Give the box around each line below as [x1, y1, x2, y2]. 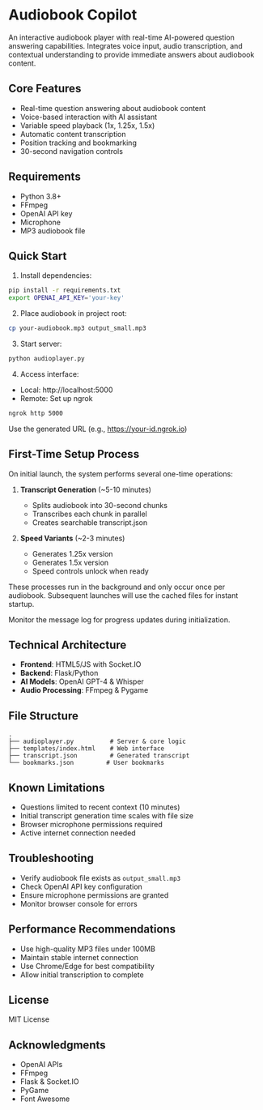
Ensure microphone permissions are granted [19, 890, 169, 900]
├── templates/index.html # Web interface [8, 745, 164, 753]
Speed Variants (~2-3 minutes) [19, 533, 125, 543]
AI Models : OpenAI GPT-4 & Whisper [19, 677, 144, 686]
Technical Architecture [8, 638, 127, 651]
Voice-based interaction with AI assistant [19, 112, 158, 122]
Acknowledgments [8, 1038, 107, 1052]
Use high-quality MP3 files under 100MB [19, 944, 156, 954]
